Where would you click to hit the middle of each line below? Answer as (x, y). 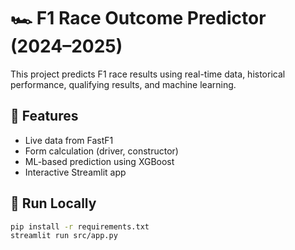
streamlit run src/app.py (64, 236)
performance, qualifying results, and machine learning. (123, 84)
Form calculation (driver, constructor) (101, 151)
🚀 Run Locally (53, 203)
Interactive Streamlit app (75, 172)
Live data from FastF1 (69, 140)
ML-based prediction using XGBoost (99, 161)
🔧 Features (44, 116)
